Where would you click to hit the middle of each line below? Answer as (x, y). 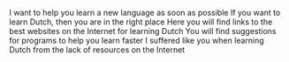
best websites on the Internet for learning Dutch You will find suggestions (143, 31)
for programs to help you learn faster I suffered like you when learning (137, 40)
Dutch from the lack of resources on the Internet (97, 50)
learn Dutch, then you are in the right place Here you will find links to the (141, 22)
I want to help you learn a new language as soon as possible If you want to (145, 13)
